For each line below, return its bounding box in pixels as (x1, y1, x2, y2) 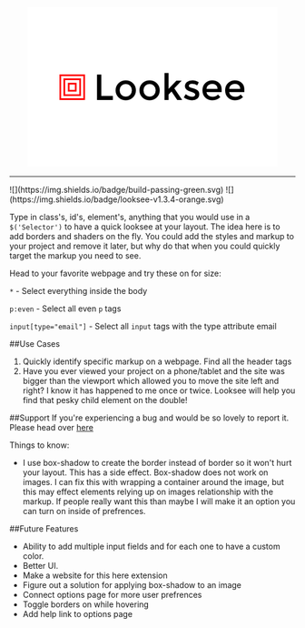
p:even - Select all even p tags (9, 303, 122, 314)
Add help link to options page (22, 609, 133, 619)
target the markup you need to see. (9, 250, 142, 261)
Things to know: (9, 440, 70, 451)
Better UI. (22, 561, 59, 571)
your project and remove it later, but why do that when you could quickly (9, 240, 280, 251)
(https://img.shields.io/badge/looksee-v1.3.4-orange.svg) (9, 194, 224, 205)
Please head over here (9, 422, 93, 432)
